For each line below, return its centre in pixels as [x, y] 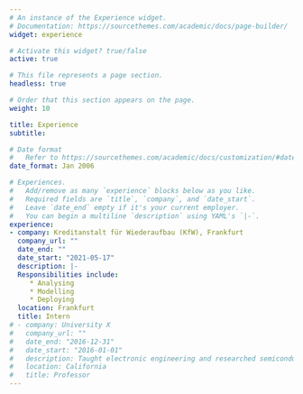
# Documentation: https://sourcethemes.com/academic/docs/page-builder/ [149, 26]
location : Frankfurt [56, 308]
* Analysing [52, 283]
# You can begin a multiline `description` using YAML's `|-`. [134, 216]
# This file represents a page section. [87, 76]
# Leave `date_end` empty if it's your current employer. [125, 207]
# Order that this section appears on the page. [102, 100]
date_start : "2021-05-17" [66, 258]
